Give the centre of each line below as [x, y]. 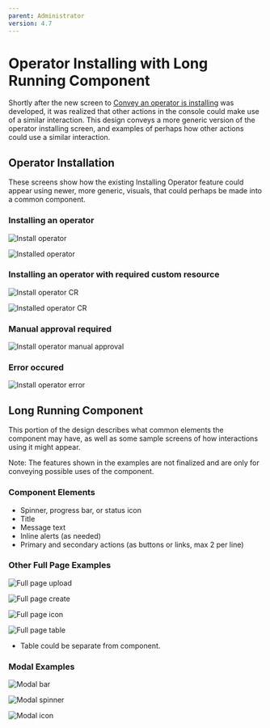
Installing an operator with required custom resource [114, 274]
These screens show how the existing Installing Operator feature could [126, 182]
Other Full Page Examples [60, 565]
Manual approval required [60, 328]
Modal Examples [42, 667]
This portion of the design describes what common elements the [116, 430]
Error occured [36, 367]
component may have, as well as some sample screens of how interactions [133, 438]
